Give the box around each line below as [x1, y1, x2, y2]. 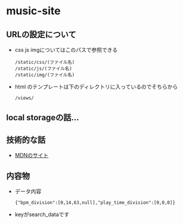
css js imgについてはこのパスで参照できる [14, 46, 118, 53]
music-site [6, 4, 61, 18]
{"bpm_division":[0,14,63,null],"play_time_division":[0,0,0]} [14, 200, 176, 206]
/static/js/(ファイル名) [14, 66, 73, 71]
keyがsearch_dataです [14, 211, 70, 218]
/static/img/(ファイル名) [14, 72, 75, 78]
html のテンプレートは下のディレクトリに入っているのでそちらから [14, 83, 178, 90]
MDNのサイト [14, 152, 49, 159]
